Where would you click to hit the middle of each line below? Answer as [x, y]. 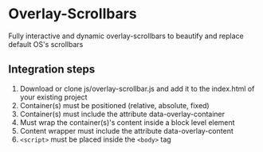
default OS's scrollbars [46, 44]
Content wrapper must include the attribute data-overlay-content [126, 131]
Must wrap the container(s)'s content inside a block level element [127, 122]
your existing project [53, 97]
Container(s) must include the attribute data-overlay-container [122, 114]
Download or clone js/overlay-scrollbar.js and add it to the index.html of [137, 88]
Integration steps [52, 70]
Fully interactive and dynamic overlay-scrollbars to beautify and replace [126, 36]
